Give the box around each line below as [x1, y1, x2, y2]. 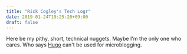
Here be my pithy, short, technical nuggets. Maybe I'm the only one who [6, 35, 182, 42]
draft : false [6, 19, 38, 25]
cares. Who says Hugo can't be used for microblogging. [6, 41, 143, 48]
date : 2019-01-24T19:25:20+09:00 [6, 14, 88, 20]
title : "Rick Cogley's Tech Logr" [6, 8, 91, 15]
